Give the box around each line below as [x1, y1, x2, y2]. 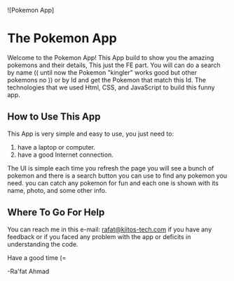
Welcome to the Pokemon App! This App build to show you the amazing [7, 53, 214, 62]
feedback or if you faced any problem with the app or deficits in [7, 232, 191, 240]
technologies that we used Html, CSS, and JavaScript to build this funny [7, 83, 215, 92]
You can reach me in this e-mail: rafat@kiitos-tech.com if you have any [7, 225, 212, 233]
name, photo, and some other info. [7, 186, 107, 194]
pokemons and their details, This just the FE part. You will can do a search [7, 61, 221, 69]
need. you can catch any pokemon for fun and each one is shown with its [7, 178, 219, 187]
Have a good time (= [7, 253, 67, 261]
